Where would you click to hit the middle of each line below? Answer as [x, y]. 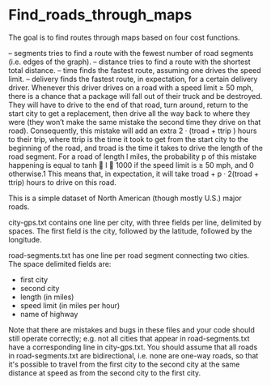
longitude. [25, 239]
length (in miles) [47, 297]
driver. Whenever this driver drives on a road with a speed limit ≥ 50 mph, [131, 88]
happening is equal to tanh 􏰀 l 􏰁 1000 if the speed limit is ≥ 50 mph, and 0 [131, 165]
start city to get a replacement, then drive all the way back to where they [129, 113]
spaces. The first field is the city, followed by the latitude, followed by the [130, 231]
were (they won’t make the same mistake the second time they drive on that [135, 122]
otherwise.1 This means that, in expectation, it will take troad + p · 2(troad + [134, 174]
